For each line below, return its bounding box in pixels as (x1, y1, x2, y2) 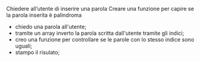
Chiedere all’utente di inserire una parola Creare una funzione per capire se (6, 5, 195, 12)
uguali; (15, 42, 32, 49)
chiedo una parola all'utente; (15, 23, 87, 30)
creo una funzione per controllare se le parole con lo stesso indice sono (15, 36, 195, 43)
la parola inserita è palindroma (6, 11, 82, 19)
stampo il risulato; (15, 49, 60, 56)
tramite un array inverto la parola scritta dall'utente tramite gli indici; (15, 29, 184, 37)
